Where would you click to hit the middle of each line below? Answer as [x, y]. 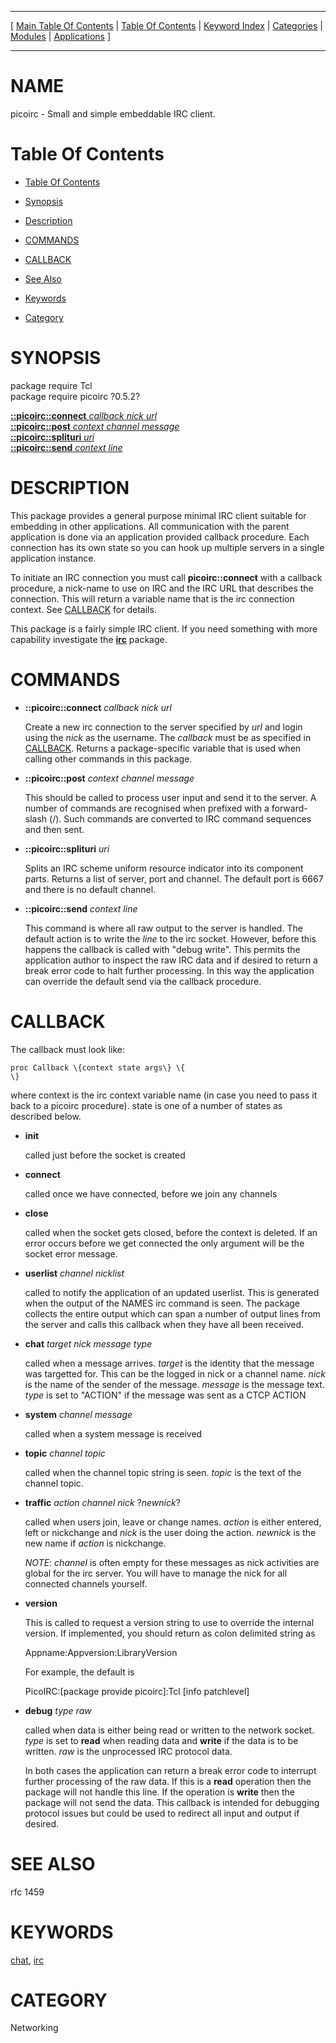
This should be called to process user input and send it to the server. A [170, 797]
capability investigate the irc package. [89, 639]
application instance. [53, 558]
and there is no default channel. [90, 889]
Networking [34, 2028]
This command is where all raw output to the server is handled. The [163, 928]
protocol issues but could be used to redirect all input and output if [162, 1813]
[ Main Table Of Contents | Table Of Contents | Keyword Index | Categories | [166, 25]
